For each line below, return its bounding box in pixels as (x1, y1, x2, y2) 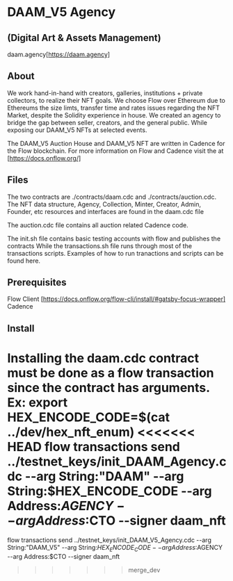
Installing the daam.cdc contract (7, 350, 200, 366)
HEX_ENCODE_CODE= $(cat (7, 409, 170, 425)
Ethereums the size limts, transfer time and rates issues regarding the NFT (7, 104, 220, 112)
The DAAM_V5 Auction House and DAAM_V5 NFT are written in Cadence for (7, 139, 225, 147)
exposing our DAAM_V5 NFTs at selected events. (7, 126, 147, 134)
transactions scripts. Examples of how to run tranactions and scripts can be (7, 249, 224, 257)
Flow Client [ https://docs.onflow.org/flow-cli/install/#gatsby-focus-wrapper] (7, 295, 226, 303)
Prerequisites (7, 277, 67, 288)
